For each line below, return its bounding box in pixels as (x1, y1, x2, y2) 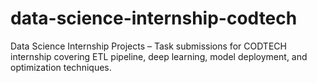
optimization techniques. (10, 61, 112, 73)
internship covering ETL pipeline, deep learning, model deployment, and (10, 50, 308, 62)
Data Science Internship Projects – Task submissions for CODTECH (10, 40, 287, 52)
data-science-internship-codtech (10, 7, 298, 30)
